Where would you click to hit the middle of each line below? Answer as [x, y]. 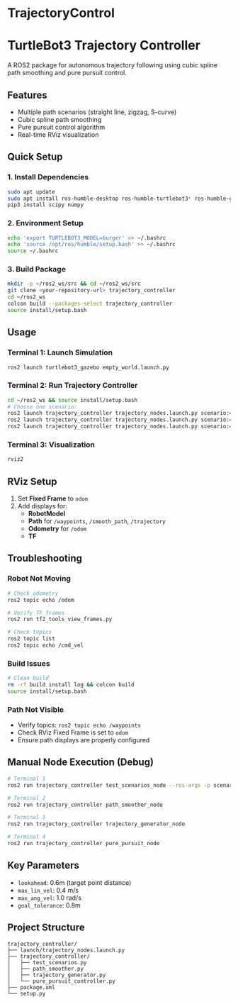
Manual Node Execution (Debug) [81, 763]
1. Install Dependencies [48, 177]
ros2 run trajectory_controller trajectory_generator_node [96, 824]
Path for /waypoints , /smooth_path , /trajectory [97, 521]
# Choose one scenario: [42, 407]
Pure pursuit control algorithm [61, 127]
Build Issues [29, 663]
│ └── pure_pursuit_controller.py [61, 981]
